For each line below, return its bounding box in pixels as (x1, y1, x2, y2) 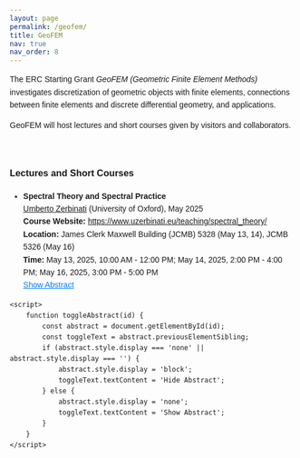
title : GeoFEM (9, 31, 63, 40)
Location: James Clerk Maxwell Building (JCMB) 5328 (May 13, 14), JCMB (23, 229, 289, 239)
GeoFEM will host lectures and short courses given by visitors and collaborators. (9, 120, 292, 131)
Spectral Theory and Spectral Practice (23, 191, 167, 201)
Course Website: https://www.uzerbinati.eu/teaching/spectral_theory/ (23, 216, 267, 226)
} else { (42, 386, 75, 396)
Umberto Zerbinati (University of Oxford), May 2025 (23, 204, 204, 214)
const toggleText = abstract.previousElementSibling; (42, 332, 250, 342)
